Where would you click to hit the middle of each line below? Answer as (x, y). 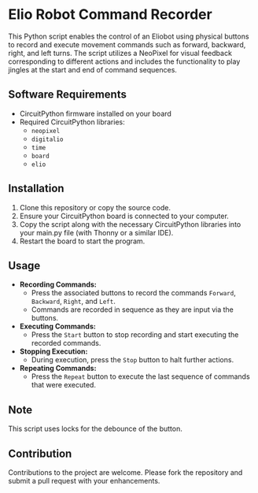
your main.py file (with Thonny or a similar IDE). (96, 232)
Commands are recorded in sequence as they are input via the (133, 310)
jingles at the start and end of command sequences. (92, 69)
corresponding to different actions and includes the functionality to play (124, 61)
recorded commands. (66, 343)
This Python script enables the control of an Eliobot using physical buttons (129, 36)
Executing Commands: (57, 326)
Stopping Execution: (53, 351)
